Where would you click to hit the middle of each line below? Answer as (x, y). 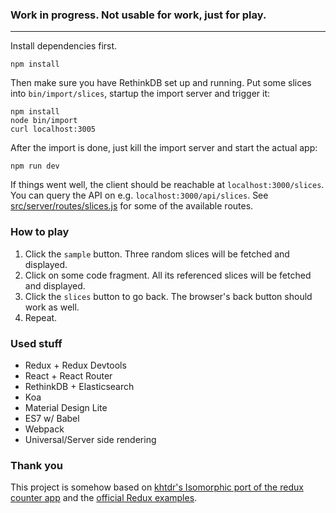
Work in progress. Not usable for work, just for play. (138, 15)
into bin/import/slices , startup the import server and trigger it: (140, 94)
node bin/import (44, 121)
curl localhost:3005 (53, 129)
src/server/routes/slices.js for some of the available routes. (132, 206)
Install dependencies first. (64, 46)
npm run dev (35, 166)
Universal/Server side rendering (90, 439)
